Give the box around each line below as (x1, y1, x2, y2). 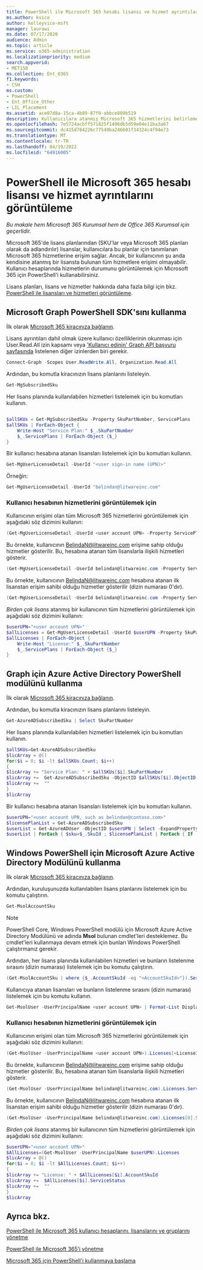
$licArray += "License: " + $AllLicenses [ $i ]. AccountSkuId (6, 1172, 158, 1178)
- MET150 (6, 65, 28, 71)
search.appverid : (6, 59, 50, 65)
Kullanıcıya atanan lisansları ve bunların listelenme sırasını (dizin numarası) (6, 986, 192, 993)
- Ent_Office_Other (6, 99, 56, 105)
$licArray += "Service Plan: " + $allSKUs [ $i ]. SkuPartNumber (6, 769, 164, 775)
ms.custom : (6, 88, 34, 94)
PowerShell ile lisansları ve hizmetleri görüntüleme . (6, 290, 133, 297)
